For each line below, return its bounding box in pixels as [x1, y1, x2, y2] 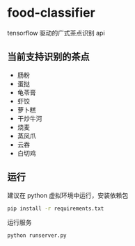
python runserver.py [7, 232, 67, 239]
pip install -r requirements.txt [7, 205, 104, 212]
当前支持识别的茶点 [7, 51, 90, 63]
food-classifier [7, 5, 95, 21]
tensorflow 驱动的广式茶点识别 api [7, 28, 106, 37]
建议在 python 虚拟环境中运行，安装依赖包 [7, 191, 129, 199]
